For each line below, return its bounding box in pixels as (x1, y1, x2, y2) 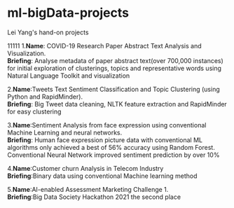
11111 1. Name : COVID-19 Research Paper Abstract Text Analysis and (7, 41, 202, 50)
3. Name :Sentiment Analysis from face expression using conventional (7, 120, 207, 129)
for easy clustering (7, 107, 62, 116)
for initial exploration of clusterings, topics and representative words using (7, 64, 222, 72)
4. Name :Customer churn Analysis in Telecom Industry (7, 164, 164, 172)
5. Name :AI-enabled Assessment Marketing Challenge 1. (7, 185, 169, 193)
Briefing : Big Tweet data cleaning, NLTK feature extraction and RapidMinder (7, 99, 228, 108)
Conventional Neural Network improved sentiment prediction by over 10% (7, 151, 220, 159)
